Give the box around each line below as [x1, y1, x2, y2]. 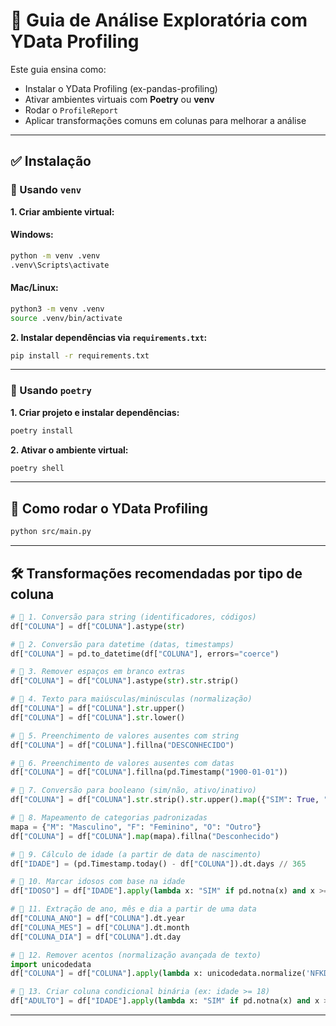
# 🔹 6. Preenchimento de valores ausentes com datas [10, 758, 235, 768]
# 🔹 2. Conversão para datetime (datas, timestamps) [10, 639, 235, 649]
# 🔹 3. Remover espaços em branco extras [10, 667, 186, 677]
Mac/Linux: [10, 282, 59, 294]
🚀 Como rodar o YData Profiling [10, 500, 209, 517]
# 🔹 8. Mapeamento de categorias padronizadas [10, 813, 208, 823]
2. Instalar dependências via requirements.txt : [10, 331, 208, 343]
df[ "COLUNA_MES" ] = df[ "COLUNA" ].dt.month [10, 922, 190, 933]
